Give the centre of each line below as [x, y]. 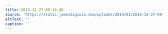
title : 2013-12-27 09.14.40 [34, 10]
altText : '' [17, 19]
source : [13, 14]
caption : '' [17, 24]
